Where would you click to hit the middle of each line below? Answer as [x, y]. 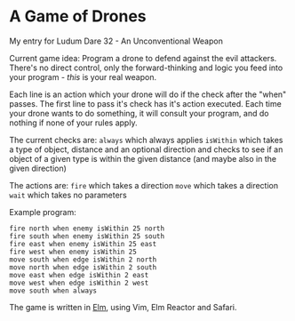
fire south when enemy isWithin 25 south [87, 236]
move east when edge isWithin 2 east [79, 275]
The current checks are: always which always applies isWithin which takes [146, 140]
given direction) [38, 168]
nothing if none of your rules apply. [73, 123]
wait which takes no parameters [68, 195]
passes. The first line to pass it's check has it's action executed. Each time [145, 103]
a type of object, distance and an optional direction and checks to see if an [146, 149]
